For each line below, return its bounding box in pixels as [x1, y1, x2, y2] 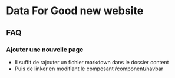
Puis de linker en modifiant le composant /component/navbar [14, 65, 164, 72]
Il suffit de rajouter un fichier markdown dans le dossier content [14, 58, 169, 66]
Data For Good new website [6, 4, 144, 18]
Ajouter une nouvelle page [6, 45, 84, 54]
